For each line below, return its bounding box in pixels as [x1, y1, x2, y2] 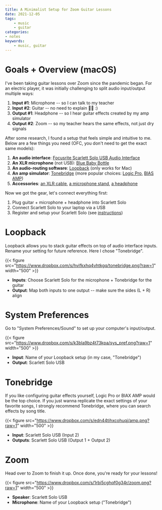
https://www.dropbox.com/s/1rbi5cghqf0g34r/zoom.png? [36, 480, 152, 486]
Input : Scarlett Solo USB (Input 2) [12, 432, 79, 438]
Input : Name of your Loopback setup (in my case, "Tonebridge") [12, 355, 142, 361]
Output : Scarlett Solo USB [12, 360, 65, 365]
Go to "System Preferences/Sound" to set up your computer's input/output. [5, 326, 156, 331]
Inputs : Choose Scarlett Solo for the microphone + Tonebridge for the [12, 277, 152, 283]
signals [12, 126, 27, 132]
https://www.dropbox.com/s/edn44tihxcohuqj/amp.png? [36, 418, 149, 424]
